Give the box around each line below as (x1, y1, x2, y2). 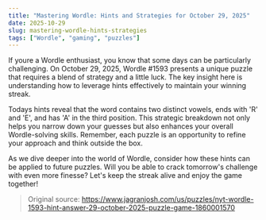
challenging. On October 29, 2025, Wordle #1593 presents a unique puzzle (8, 64, 253, 74)
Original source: (27, 195, 81, 204)
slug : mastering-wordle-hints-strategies (8, 26, 148, 34)
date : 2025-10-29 (8, 19, 66, 27)
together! (8, 179, 38, 189)
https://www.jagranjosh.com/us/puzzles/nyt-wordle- (81, 195, 254, 204)
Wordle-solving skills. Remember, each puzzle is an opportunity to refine (8, 130, 246, 140)
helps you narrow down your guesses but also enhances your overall (8, 122, 234, 131)
